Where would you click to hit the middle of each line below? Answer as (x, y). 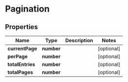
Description (79, 41)
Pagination (27, 9)
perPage (18, 57)
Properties (21, 27)
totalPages (20, 72)
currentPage (22, 49)
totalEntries (21, 64)
